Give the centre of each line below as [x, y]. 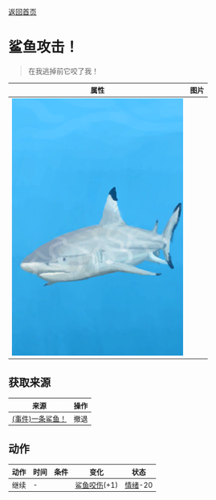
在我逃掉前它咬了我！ [63, 71]
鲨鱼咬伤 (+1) [97, 485]
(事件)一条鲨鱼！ [39, 418]
